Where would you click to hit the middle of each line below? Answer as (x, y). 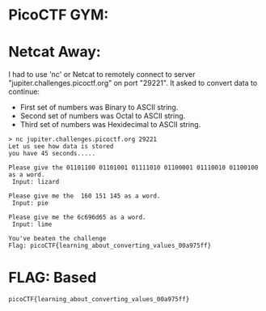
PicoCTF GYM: (59, 15)
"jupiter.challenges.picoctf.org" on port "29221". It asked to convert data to (133, 83)
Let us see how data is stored (61, 147)
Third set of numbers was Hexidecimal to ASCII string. (110, 125)
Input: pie (30, 203)
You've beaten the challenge (57, 239)
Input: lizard (36, 182)
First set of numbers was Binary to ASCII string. (99, 108)
